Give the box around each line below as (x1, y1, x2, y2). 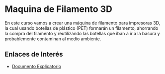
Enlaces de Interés (4, 50, 63, 59)
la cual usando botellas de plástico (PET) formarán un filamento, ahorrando (4, 25, 159, 31)
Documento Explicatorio (11, 63, 62, 69)
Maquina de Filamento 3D (4, 3, 112, 15)
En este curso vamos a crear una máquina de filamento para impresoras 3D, (4, 20, 161, 26)
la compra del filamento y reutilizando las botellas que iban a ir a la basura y (4, 30, 160, 36)
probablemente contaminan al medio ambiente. (4, 36, 101, 42)
